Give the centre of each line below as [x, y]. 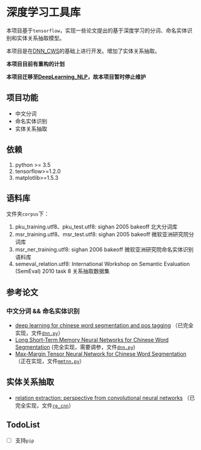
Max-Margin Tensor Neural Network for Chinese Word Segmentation [100, 354]
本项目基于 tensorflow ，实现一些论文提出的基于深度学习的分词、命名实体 [97, 30]
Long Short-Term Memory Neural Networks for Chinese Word [92, 340]
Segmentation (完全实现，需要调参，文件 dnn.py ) [75, 347]
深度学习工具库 [44, 12]
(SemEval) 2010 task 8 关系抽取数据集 [62, 271]
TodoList [23, 425]
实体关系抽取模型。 [41, 38]
